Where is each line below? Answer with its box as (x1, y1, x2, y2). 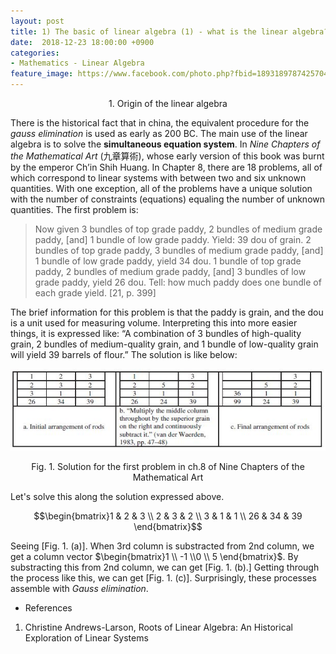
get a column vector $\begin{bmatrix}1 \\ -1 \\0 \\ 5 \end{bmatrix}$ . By (10, 550, 299, 562)
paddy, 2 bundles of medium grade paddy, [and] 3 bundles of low (34, 266, 307, 277)
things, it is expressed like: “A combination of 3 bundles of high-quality (10, 328, 302, 339)
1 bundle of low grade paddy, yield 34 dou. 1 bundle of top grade (34, 255, 302, 267)
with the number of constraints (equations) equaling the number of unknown (10, 193, 326, 205)
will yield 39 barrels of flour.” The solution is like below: (10, 349, 238, 360)
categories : (10, 48, 60, 58)
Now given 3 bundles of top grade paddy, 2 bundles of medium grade (34, 223, 323, 235)
